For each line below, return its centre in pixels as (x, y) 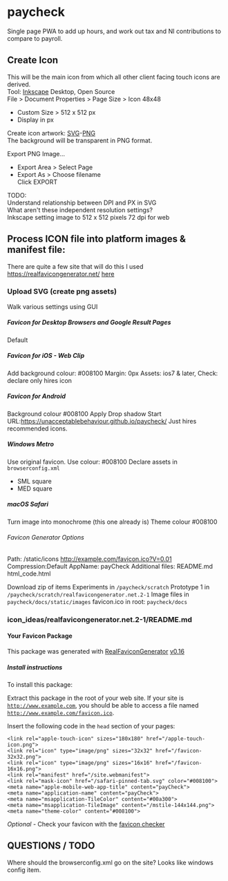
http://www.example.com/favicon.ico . (61, 713)
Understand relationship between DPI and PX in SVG (82, 202)
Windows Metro (30, 444)
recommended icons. (37, 428)
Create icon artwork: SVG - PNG (51, 133)
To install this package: (40, 684)
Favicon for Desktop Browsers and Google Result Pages (89, 323)
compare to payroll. (35, 38)
